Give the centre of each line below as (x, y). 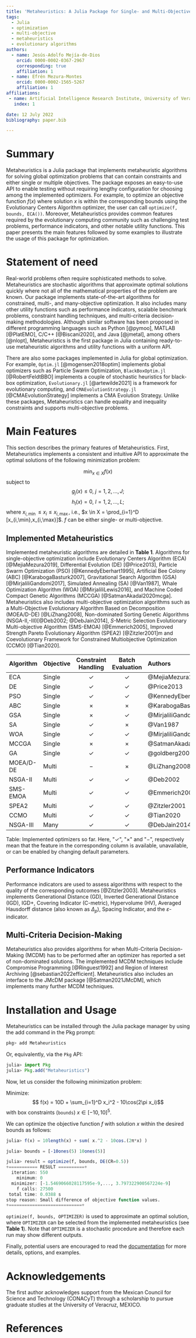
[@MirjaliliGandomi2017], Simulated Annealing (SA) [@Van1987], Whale (92, 583)
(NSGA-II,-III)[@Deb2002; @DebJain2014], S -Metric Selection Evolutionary (96, 621)
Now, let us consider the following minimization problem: (74, 1082)
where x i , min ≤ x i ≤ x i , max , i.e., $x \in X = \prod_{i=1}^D (72, 513)
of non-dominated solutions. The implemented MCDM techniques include (94, 962)
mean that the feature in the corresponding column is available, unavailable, (97, 845)
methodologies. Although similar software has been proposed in (102, 322)
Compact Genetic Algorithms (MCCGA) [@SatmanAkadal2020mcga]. (89, 596)
